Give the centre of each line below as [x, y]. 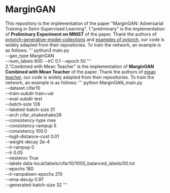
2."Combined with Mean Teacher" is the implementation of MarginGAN [80, 66]
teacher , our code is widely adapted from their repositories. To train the [80, 77]
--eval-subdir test [24, 99]
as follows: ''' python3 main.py [37, 50]
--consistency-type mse [31, 120]
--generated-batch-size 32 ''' [36, 185]
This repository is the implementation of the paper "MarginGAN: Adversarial [84, 23]
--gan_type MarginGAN [30, 55]
